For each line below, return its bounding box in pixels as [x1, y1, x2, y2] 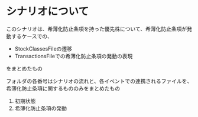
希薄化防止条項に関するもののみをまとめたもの [6, 85, 120, 92]
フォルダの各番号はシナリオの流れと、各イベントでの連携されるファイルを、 [6, 77, 193, 85]
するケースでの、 [11, 32, 53, 39]
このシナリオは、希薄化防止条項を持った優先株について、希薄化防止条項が [6, 25, 187, 32]
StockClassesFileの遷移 [14, 45, 73, 52]
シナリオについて [6, 5, 89, 18]
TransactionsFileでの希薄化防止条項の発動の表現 [14, 52, 133, 59]
